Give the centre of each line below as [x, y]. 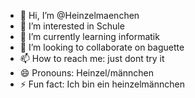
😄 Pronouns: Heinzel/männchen [87, 73]
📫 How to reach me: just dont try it [92, 58]
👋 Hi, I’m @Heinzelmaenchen [79, 15]
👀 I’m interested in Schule [72, 26]
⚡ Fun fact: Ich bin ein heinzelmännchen [102, 84]
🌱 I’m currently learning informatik [89, 36]
